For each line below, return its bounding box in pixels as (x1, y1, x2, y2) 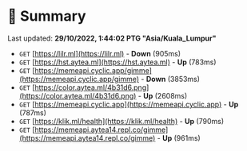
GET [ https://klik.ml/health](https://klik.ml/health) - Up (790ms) (18, 116, 225, 126)
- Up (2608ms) (137, 91, 188, 100)
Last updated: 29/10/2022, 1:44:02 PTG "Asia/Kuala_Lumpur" (7, 33, 217, 43)
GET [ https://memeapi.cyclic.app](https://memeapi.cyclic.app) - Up (18, 99, 239, 109)
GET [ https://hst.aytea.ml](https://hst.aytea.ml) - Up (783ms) (18, 57, 217, 67)
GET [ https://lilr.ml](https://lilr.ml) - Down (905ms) (18, 48, 181, 58)
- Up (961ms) (157, 133, 201, 142)
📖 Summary (7, 7, 86, 25)
